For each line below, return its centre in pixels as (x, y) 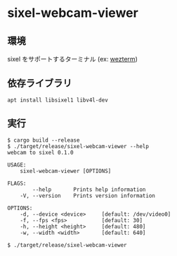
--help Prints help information (89, 189)
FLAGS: (17, 183)
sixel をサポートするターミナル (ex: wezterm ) (73, 59)
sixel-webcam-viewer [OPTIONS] (66, 171)
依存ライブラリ (40, 84)
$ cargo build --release (44, 140)
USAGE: (17, 165)
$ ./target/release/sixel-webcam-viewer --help (78, 146)
